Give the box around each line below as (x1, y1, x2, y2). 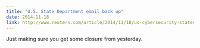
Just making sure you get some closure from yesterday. (6, 36, 143, 43)
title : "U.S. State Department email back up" (6, 8, 124, 15)
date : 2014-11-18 (6, 14, 49, 20)
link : (6, 19, 20, 25)
